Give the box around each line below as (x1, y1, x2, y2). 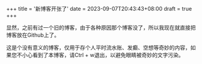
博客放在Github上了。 (6, 31, 60, 39)
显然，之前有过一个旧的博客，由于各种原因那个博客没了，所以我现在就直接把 (6, 24, 196, 31)
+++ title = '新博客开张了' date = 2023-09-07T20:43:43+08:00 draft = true (6, 5, 192, 12)
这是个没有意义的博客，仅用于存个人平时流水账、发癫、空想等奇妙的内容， (6, 44, 191, 51)
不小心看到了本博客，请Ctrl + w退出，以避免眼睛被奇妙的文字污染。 (16, 52, 185, 58)
